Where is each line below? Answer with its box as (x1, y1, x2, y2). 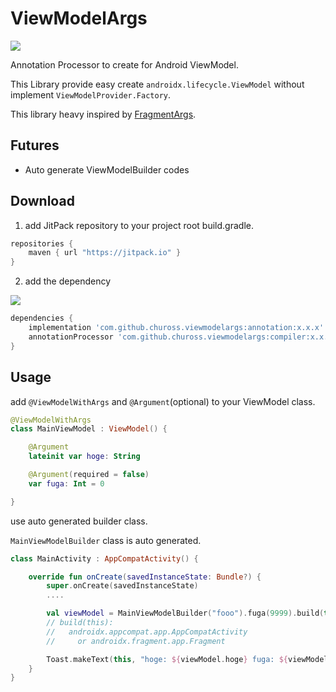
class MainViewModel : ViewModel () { (10, 424, 168, 434)
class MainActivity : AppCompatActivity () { (10, 553, 199, 564)
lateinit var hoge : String (28, 452, 141, 462)
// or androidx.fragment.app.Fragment (46, 636, 226, 646)
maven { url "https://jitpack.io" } (28, 248, 182, 258)
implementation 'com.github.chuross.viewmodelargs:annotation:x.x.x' (28, 323, 325, 333)
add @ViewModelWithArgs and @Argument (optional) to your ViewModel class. (10, 395, 316, 407)
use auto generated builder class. (10, 515, 148, 527)
